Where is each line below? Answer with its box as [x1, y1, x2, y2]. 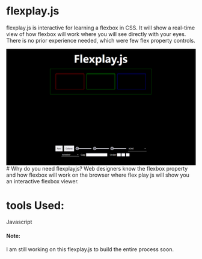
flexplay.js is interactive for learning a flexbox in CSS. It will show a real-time [6, 24, 195, 31]
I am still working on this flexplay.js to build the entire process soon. [6, 245, 174, 253]
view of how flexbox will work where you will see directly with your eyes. [6, 30, 186, 37]
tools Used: [6, 198, 65, 212]
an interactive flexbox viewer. [6, 177, 79, 184]
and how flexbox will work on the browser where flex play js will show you [6, 171, 189, 178]
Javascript [6, 218, 32, 226]
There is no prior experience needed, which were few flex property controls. [6, 37, 195, 44]
